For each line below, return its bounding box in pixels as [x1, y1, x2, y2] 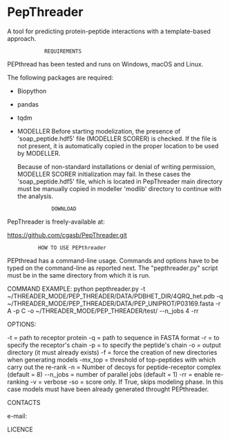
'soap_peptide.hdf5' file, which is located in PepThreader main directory [17, 177, 223, 186]
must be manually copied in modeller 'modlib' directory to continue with [17, 184, 222, 192]
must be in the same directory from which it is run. [7, 271, 151, 279]
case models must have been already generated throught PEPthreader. [7, 385, 209, 393]
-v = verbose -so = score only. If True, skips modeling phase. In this [30, 377, 224, 386]
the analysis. [17, 192, 54, 200]
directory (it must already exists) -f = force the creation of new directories [7, 348, 218, 357]
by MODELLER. [17, 149, 61, 157]
